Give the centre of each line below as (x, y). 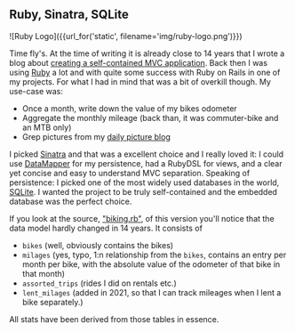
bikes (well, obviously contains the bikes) (98, 245)
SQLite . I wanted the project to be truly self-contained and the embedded (144, 191)
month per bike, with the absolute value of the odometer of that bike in (151, 264)
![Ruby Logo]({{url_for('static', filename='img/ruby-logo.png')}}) (126, 36)
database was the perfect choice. (71, 201)
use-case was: (36, 91)
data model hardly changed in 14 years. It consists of (106, 228)
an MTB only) (47, 127)
